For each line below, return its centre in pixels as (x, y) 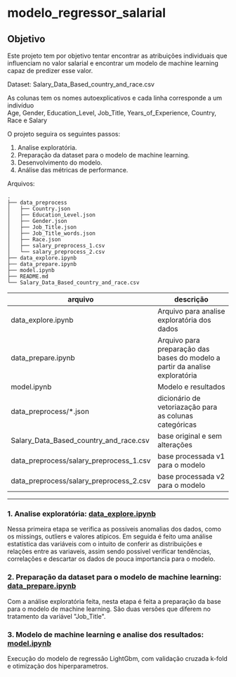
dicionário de (179, 398)
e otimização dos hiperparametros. (58, 666)
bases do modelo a (189, 358)
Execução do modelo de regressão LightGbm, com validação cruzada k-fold (118, 658)
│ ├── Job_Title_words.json (52, 233)
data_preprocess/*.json (50, 411)
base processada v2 (191, 476)
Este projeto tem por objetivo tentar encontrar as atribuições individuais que (117, 56)
